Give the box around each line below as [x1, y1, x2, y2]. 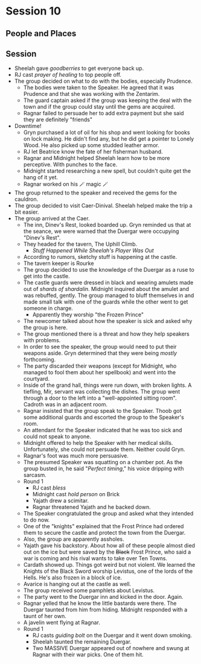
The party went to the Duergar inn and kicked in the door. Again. [23, 593, 183, 601]
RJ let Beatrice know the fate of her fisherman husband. [23, 148, 163, 155]
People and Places [5, 28, 77, 39]
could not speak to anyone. [23, 433, 92, 440]
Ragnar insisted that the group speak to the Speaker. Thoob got [23, 407, 182, 415]
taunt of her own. [23, 613, 67, 620]
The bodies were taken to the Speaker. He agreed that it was [23, 84, 174, 91]
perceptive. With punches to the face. [23, 161, 118, 168]
